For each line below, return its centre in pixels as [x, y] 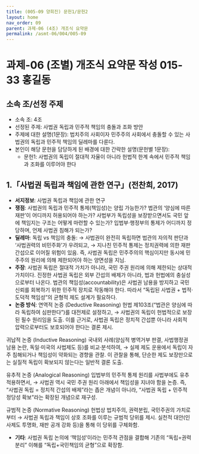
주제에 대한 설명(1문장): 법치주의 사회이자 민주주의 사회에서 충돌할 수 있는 [99, 134]
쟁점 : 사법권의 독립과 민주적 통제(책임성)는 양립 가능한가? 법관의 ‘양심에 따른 [103, 208]
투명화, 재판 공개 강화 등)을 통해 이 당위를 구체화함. [80, 425]
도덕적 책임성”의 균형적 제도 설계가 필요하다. [66, 297]
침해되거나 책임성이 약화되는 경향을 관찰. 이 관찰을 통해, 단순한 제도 [90, 354]
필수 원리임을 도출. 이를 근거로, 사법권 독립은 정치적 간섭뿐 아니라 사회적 [104, 319]
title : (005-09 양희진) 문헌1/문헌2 [47, 12]
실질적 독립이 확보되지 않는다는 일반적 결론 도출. [68, 362]
